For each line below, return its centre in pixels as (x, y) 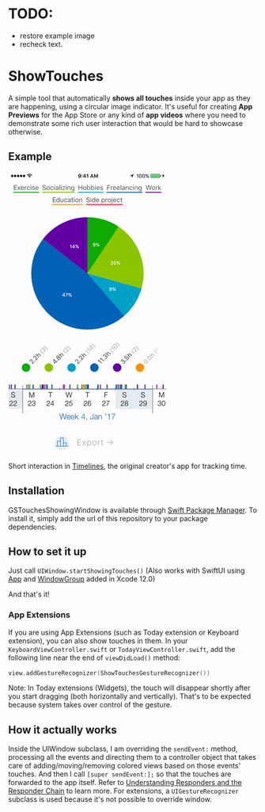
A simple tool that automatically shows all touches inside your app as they (129, 98)
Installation (36, 491)
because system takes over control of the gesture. (90, 705)
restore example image (57, 36)
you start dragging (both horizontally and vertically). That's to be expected (130, 696)
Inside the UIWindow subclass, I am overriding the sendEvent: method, (123, 749)
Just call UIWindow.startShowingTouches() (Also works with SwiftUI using (127, 570)
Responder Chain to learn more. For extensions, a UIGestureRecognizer (123, 791)
